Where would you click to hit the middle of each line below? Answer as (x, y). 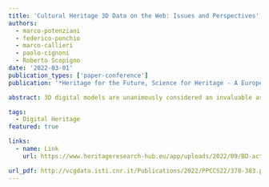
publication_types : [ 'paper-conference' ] (78, 75)
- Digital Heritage (48, 120)
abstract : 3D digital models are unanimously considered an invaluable (130, 97)
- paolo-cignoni (42, 53)
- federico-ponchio (48, 38)
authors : (23, 23)
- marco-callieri (44, 46)
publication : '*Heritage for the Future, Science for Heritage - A (123, 83)
